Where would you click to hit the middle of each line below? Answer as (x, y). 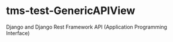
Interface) (18, 33)
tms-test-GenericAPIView (71, 11)
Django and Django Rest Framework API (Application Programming (86, 27)
